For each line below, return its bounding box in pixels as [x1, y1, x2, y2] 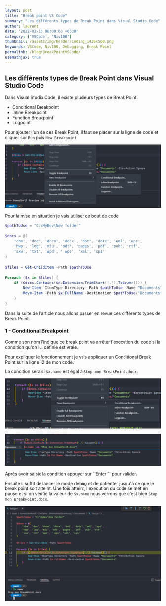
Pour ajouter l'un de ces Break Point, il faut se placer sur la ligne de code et [5, 129, 159, 135]
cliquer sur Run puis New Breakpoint [5, 135, 77, 141]
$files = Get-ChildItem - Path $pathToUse [5, 265, 92, 270]
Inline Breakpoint [12, 109, 47, 116]
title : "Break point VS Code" [5, 13, 68, 18]
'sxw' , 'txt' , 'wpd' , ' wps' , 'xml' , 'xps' [14, 249, 105, 254]
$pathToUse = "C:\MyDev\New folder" [5, 223, 81, 228]
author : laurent [5, 24, 39, 29]
